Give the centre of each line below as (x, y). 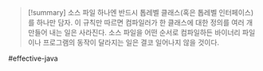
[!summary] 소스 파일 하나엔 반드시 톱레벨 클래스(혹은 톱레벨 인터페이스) (141, 12)
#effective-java (33, 58)
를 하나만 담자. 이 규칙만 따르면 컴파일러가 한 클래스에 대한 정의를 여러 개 (140, 22)
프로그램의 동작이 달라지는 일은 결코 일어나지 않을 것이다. (131, 42)
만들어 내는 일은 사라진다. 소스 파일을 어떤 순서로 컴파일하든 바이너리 (134, 32)
